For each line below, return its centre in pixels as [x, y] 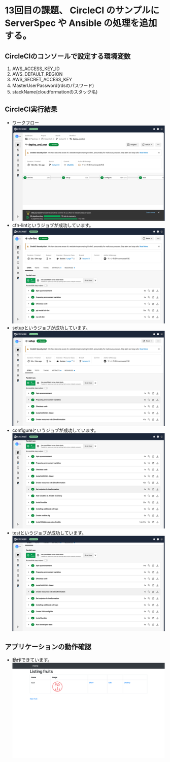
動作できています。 [32, 660]
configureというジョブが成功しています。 [55, 430]
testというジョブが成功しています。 [49, 533]
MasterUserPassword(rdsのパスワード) [53, 85]
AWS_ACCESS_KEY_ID [36, 69]
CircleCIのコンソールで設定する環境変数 [68, 56]
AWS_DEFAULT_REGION [37, 74]
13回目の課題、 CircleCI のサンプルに [82, 10]
